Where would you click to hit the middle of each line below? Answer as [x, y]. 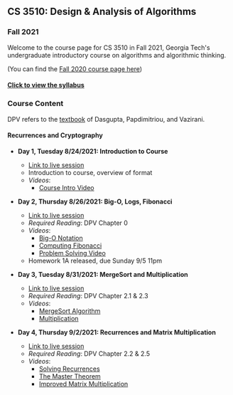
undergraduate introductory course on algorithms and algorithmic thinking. [117, 55]
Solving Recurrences [70, 369]
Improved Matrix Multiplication [83, 384]
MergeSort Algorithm [70, 311]
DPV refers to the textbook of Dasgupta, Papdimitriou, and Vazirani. [106, 119]
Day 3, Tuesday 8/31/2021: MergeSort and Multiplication [103, 274]
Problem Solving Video [72, 253]
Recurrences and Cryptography [55, 135]
